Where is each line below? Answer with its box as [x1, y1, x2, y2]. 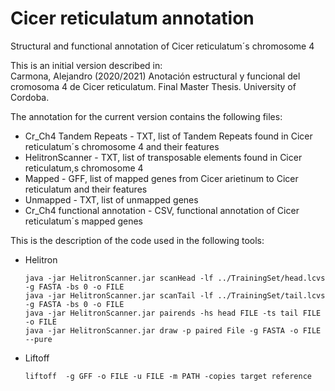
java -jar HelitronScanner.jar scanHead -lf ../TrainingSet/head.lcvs [24, 273, 326, 283]
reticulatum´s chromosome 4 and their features [24, 140, 220, 152]
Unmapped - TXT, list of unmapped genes [24, 193, 199, 206]
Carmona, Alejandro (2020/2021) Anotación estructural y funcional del [10, 70, 301, 82]
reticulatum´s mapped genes [24, 215, 143, 227]
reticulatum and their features [24, 183, 148, 195]
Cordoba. [10, 91, 50, 103]
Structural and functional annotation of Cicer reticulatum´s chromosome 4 [10, 40, 315, 52]
